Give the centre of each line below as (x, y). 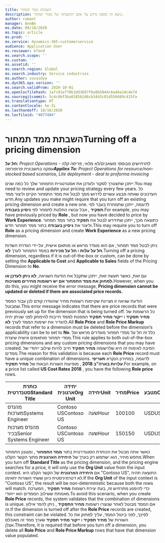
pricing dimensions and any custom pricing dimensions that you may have (80, 343)
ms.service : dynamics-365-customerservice (49, 42)
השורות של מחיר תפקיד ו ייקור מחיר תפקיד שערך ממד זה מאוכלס (67, 519)
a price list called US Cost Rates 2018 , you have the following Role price (79, 369)
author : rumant (21, 19)
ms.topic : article (24, 32)
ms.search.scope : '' (26, 55)
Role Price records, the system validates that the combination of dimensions (82, 499)
